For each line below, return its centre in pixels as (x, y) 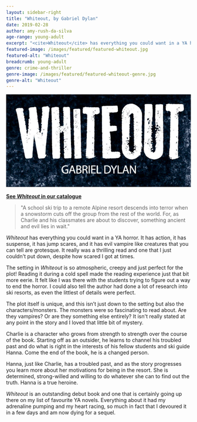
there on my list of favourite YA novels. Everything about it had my (86, 400)
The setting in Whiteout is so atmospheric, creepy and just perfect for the (95, 267)
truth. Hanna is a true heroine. (42, 382)
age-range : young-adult (35, 37)
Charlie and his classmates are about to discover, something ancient (103, 220)
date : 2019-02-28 (27, 25)
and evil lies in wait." (45, 226)
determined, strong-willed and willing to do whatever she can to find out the (98, 376)
